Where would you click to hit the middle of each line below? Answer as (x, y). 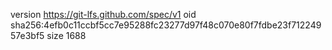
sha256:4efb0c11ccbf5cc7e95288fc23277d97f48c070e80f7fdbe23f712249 (166, 25)
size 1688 (66, 35)
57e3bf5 (27, 35)
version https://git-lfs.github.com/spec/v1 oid (103, 14)
